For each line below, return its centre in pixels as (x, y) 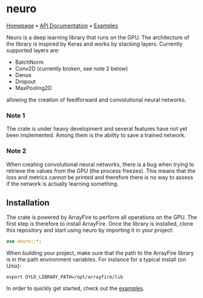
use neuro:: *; (24, 241)
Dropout (25, 81)
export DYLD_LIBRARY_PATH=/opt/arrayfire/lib (65, 277)
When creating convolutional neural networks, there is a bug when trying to (100, 164)
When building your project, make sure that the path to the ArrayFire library (100, 253)
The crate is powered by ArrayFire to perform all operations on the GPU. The (102, 217)
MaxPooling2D (33, 88)
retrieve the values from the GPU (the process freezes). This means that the (101, 171)
